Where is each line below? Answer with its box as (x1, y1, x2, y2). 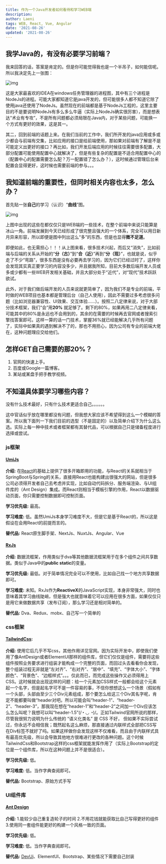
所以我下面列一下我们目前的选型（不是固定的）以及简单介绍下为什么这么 (14, 418, 161, 424)
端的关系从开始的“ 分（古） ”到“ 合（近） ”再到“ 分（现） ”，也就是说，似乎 (18, 251, 158, 257)
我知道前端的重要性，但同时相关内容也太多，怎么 (5, 178, 155, 187)
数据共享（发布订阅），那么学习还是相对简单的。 (27, 599, 125, 605)
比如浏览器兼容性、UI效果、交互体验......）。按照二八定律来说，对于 (14, 298, 149, 304)
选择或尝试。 (5, 431, 32, 436)
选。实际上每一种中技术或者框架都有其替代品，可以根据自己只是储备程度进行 (5, 424, 161, 430)
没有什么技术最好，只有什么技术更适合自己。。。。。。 (5, 401, 107, 407)
